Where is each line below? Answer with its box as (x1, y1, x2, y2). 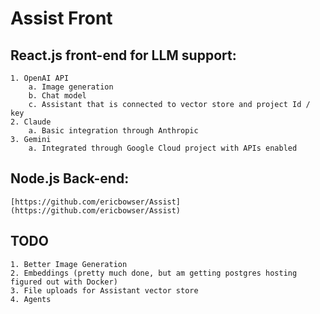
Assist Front (10, 7, 113, 30)
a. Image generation (28, 82, 114, 92)
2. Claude (10, 117, 52, 127)
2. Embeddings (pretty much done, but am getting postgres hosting (10, 268, 298, 278)
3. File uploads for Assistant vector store (10, 285, 199, 296)
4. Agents (10, 294, 52, 304)
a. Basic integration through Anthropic (28, 126, 199, 136)
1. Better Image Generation (10, 259, 128, 269)
